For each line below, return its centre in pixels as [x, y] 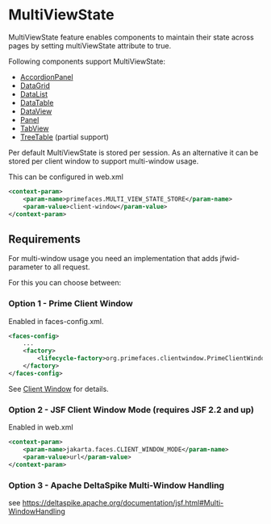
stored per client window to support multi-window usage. [104, 161]
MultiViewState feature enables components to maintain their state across [131, 37]
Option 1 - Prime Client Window [71, 304]
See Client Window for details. [58, 389]
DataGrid [35, 85]
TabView [34, 128]
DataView [36, 111]
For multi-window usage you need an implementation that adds [113, 259]
